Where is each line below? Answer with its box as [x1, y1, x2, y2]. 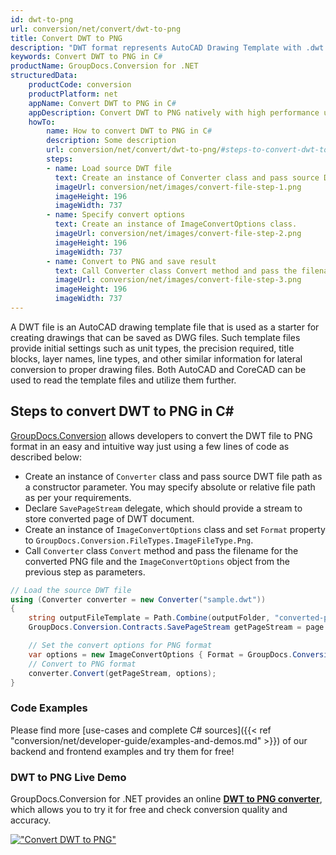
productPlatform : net [28, 89, 118, 99]
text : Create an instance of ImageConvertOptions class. [54, 219, 298, 230]
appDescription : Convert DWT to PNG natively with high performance [28, 107, 320, 118]
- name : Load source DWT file [46, 163, 172, 173]
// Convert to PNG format [28, 659, 137, 669]
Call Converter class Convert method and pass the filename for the [24, 544, 299, 556]
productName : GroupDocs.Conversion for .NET [10, 61, 199, 71]
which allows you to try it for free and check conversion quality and [10, 804, 288, 816]
